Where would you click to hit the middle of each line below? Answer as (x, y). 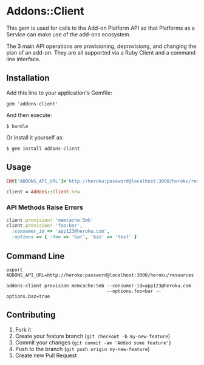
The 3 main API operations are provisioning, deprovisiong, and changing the (101, 46)
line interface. (23, 59)
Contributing (31, 315)
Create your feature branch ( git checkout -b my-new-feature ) (93, 336)
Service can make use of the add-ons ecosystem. (69, 34)
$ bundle (17, 126)
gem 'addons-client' (32, 104)
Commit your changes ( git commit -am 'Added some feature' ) (93, 342)
